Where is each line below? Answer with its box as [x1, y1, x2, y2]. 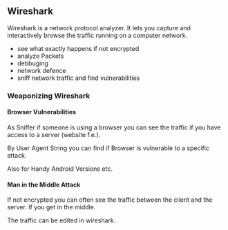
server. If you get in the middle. [7, 203, 96, 211]
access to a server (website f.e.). [7, 130, 101, 138]
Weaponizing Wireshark [7, 91, 91, 101]
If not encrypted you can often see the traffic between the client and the [7, 196, 213, 204]
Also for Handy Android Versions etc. [7, 165, 113, 173]
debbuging [17, 59, 48, 67]
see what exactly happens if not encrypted [17, 44, 140, 52]
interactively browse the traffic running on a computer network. [7, 31, 188, 39]
